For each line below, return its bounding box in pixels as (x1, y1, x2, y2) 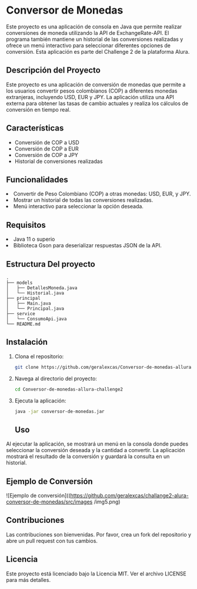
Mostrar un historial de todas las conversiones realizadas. (14, 197, 153, 204)
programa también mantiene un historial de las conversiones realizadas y (6, 35, 183, 42)
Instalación (6, 337, 48, 347)
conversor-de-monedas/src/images (6, 498, 93, 505)
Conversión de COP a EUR (14, 145, 79, 152)
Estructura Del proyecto (6, 259, 95, 269)
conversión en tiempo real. (6, 106, 71, 113)
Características (6, 123, 64, 133)
